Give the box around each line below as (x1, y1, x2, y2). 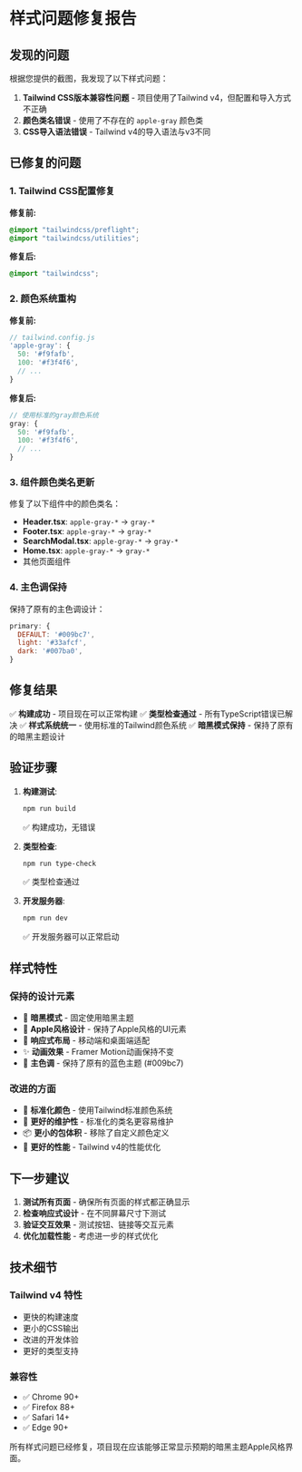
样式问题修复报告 (9, 8, 138, 29)
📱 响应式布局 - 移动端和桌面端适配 (22, 1035, 151, 1046)
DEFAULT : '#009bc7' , (17, 629, 95, 639)
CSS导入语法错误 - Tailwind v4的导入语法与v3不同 (22, 126, 211, 137)
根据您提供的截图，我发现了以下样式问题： (9, 73, 169, 83)
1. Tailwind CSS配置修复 (9, 185, 115, 198)
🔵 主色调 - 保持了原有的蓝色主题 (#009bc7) (22, 1058, 184, 1068)
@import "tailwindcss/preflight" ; (9, 225, 141, 234)
